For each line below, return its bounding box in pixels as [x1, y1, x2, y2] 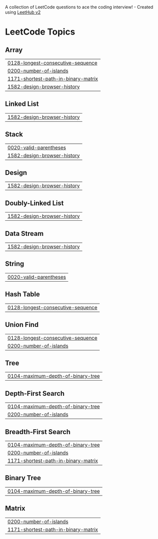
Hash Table [5, 290, 40, 299]
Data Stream [5, 229, 44, 238]
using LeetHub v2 [5, 9, 41, 15]
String [5, 260, 24, 268]
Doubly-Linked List [5, 199, 64, 207]
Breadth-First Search [5, 427, 71, 436]
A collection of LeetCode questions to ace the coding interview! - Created [5, 4, 154, 10]
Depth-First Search [5, 389, 65, 398]
